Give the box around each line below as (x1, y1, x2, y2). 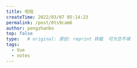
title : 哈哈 (6, 8, 34, 15)
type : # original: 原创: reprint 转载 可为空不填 (6, 36, 131, 42)
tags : (6, 42, 19, 48)
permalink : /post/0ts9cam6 (6, 20, 73, 25)
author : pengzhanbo (6, 25, 54, 31)
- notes (11, 53, 31, 59)
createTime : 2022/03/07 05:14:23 (6, 14, 89, 20)
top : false (6, 31, 33, 37)
